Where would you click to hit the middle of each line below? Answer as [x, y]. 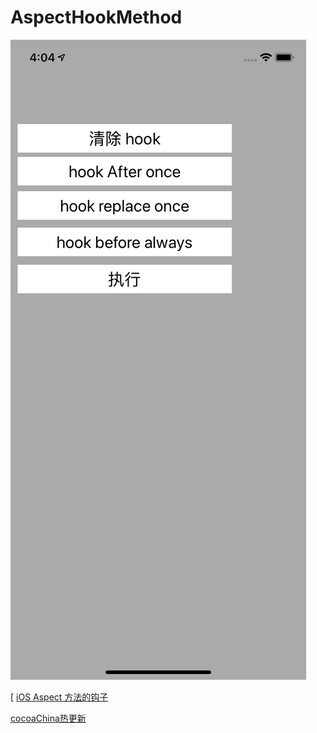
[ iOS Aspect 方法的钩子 [59, 697]
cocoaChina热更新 [48, 718]
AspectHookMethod [96, 17]
